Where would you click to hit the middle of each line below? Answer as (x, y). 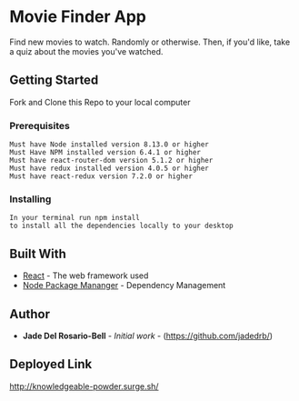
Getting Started (54, 80)
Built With (38, 253)
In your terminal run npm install (75, 218)
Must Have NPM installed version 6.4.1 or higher (105, 153)
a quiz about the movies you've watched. (86, 51)
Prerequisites (40, 125)
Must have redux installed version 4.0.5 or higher (109, 169)
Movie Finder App (78, 17)
